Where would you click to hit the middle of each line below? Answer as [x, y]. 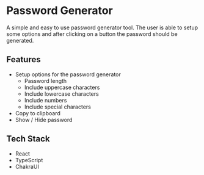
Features [24, 59]
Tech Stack [28, 139]
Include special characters [58, 107]
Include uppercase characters [62, 87]
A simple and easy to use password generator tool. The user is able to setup [102, 27]
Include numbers [46, 100]
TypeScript [29, 160]
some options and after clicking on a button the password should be [92, 34]
